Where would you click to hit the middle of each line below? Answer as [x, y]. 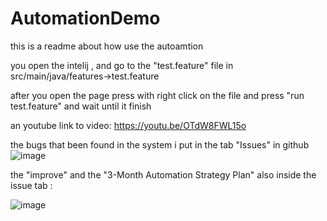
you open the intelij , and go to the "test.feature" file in [122, 65]
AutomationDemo [85, 18]
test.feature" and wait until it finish [81, 106]
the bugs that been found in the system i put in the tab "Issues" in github [160, 144]
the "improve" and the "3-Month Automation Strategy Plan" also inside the [163, 174]
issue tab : [31, 185]
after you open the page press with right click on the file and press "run [157, 95]
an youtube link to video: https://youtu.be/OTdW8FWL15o [128, 125]
